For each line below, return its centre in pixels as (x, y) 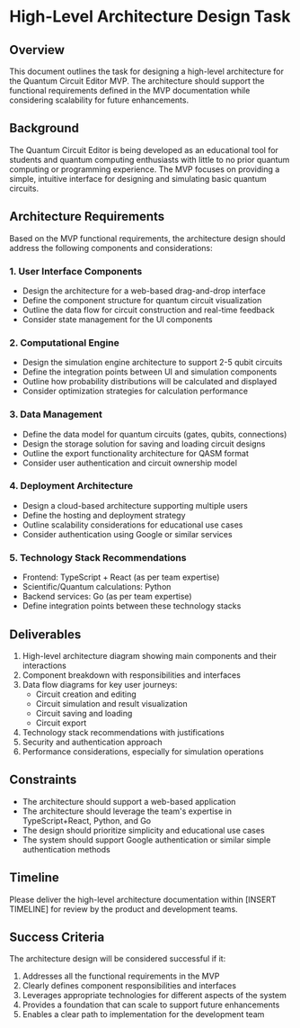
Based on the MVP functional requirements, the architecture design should (147, 238)
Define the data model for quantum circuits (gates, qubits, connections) (154, 434)
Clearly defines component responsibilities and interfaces (129, 986)
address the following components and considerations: (111, 248)
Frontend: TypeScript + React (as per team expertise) (121, 577)
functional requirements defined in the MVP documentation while (130, 90)
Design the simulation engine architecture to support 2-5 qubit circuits (152, 363)
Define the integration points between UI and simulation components (150, 372)
